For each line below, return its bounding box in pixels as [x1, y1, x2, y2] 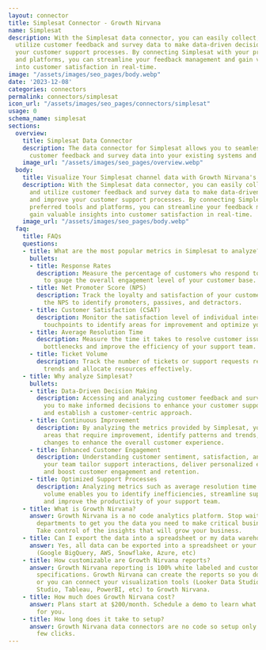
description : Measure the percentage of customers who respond [36, 269, 249, 277]
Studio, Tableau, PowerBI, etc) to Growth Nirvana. [36, 586, 211, 594]
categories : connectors [8, 85, 87, 93]
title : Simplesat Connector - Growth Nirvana [8, 19, 161, 27]
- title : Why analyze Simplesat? [22, 372, 133, 380]
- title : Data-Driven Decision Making [28, 387, 158, 395]
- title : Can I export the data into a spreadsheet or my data [22, 534, 236, 542]
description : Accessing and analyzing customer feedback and [36, 394, 243, 402]
